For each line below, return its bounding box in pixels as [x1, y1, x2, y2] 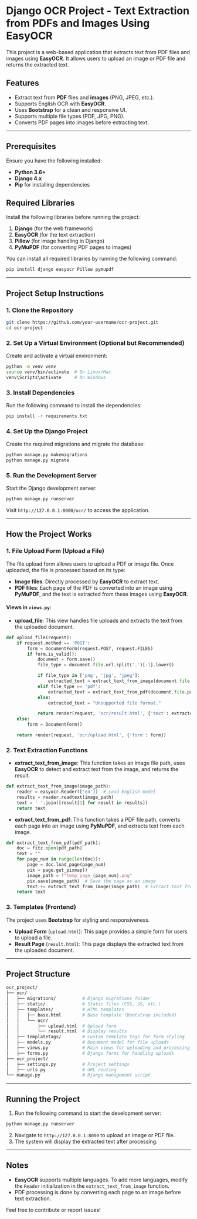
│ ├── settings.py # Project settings [6, 1061, 130, 1067]
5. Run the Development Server [6, 471, 97, 479]
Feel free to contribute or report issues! [6, 1206, 101, 1213]
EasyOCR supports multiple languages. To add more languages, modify [14, 1176, 188, 1183]
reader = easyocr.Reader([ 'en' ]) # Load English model [16, 789, 157, 795]
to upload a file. [14, 934, 53, 941]
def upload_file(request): [6, 635, 72, 640]
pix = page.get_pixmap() [27, 867, 88, 873]
